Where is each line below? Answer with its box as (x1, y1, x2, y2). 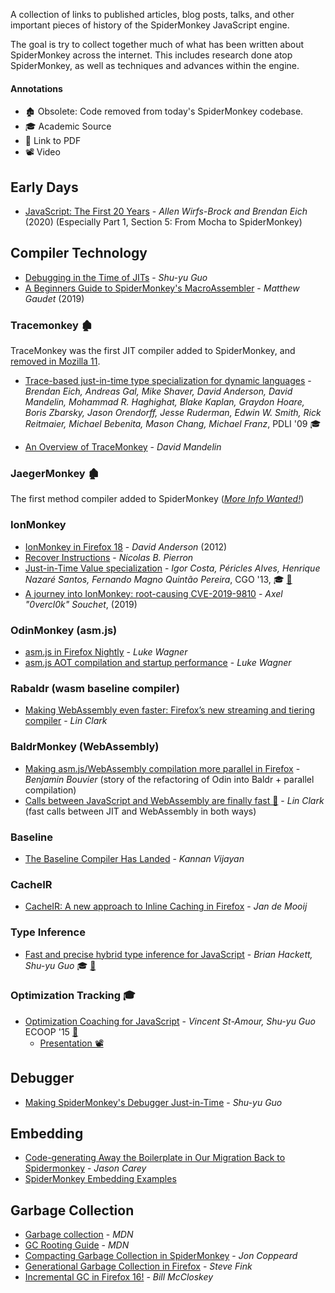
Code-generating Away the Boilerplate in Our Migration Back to (24, 1152, 286, 1164)
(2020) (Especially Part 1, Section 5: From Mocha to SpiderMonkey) (24, 216, 303, 228)
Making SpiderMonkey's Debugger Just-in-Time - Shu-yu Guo (24, 1096, 283, 1108)
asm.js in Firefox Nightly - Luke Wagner (24, 646, 188, 658)
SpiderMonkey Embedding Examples (24, 1173, 177, 1185)
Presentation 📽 (39, 1037, 104, 1049)
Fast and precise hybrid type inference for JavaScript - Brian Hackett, (24, 948, 313, 960)
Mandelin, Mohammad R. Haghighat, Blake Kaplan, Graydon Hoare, (24, 396, 305, 408)
